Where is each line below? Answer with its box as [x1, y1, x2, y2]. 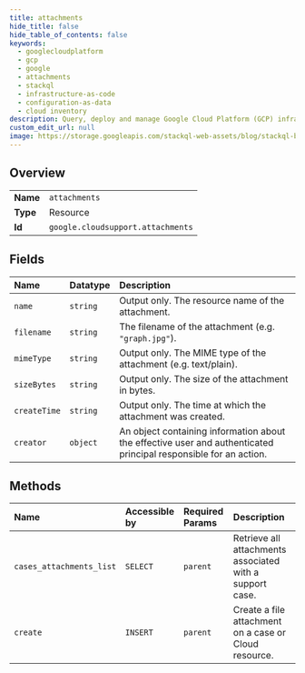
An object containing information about [119, 425, 286, 437]
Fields [9, 252, 45, 267]
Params [182, 517, 218, 529]
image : [9, 132, 34, 141]
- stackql [17, 81, 54, 90]
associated [232, 555, 280, 568]
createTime [14, 406, 61, 416]
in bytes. [119, 384, 156, 397]
